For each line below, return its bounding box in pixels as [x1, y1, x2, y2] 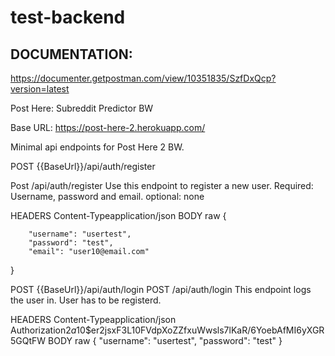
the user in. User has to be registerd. [10, 294, 162, 306]
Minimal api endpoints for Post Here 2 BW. [10, 141, 185, 153]
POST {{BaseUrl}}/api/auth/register [10, 161, 156, 172]
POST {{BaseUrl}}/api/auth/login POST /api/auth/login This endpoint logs [10, 284, 312, 295]
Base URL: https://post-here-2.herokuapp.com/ [10, 122, 206, 133]
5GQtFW [10, 335, 47, 346]
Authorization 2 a [10, 324, 77, 336]
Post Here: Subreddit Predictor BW [10, 102, 154, 114]
